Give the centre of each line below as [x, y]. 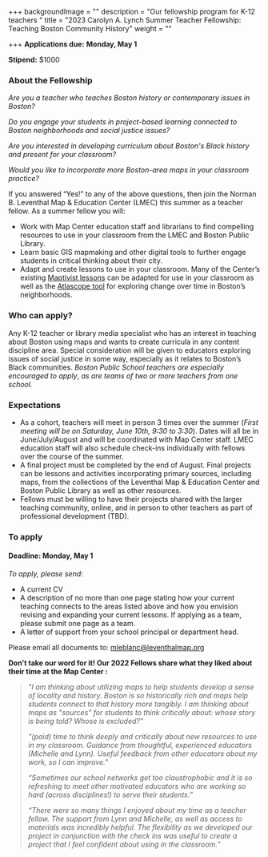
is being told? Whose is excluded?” [86, 722]
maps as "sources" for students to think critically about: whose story [142, 713]
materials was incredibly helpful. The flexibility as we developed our [140, 827]
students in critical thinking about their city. [91, 261]
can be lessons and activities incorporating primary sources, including [136, 473]
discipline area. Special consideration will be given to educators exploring [130, 350]
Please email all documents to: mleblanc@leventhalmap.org [106, 648]
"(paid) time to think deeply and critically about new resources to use [142, 737]
